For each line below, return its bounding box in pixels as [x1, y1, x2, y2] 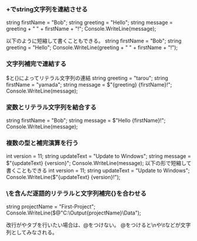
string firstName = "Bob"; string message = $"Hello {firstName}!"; [6, 117, 166, 124]
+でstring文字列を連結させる [6, 5, 88, 13]
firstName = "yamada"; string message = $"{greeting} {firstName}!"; [6, 81, 172, 88]
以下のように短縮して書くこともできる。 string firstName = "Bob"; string [6, 37, 182, 45]
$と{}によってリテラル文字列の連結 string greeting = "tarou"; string [6, 74, 169, 81]
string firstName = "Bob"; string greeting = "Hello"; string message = [6, 19, 173, 26]
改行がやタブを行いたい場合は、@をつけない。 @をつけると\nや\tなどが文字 [6, 222, 191, 229]
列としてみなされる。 [6, 229, 58, 236]
